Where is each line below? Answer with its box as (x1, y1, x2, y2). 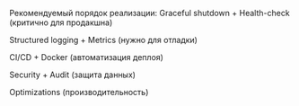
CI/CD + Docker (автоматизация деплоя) (9, 52, 164, 62)
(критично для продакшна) (9, 17, 113, 28)
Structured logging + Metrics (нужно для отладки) (9, 35, 198, 45)
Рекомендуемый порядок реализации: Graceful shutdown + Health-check (9, 8, 290, 18)
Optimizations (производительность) (9, 87, 149, 97)
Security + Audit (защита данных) (9, 69, 136, 80)
